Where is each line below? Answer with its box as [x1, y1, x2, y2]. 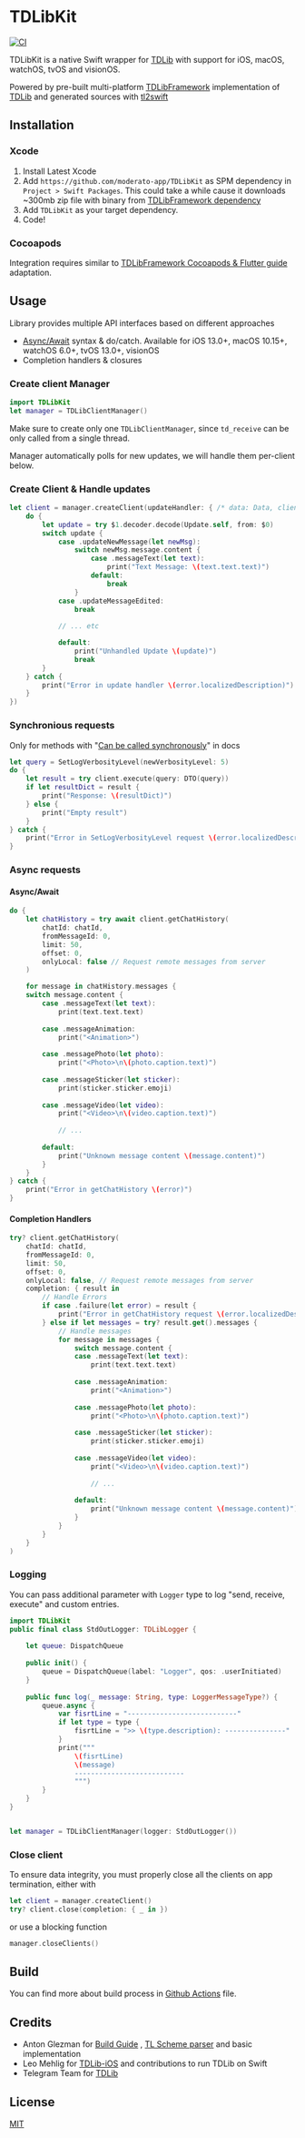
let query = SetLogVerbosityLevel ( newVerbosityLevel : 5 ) [9, 758, 230, 767]
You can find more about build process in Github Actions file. [9, 1988, 237, 2000]
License [9, 2094, 55, 2110]
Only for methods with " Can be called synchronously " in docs [9, 739, 241, 750]
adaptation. [9, 267, 53, 278]
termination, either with [9, 1878, 96, 1890]
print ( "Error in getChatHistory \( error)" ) [25, 1186, 193, 1195]
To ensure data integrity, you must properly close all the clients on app [9, 1869, 273, 1880]
